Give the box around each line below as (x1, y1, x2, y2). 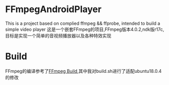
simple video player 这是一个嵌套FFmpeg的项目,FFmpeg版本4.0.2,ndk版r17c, (5, 26, 164, 32)
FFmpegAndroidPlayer (5, 4, 102, 15)
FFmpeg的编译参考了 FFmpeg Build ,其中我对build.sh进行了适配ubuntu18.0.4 (5, 68, 162, 74)
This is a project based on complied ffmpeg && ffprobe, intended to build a (5, 20, 160, 26)
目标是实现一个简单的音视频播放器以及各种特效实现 (5, 32, 111, 38)
